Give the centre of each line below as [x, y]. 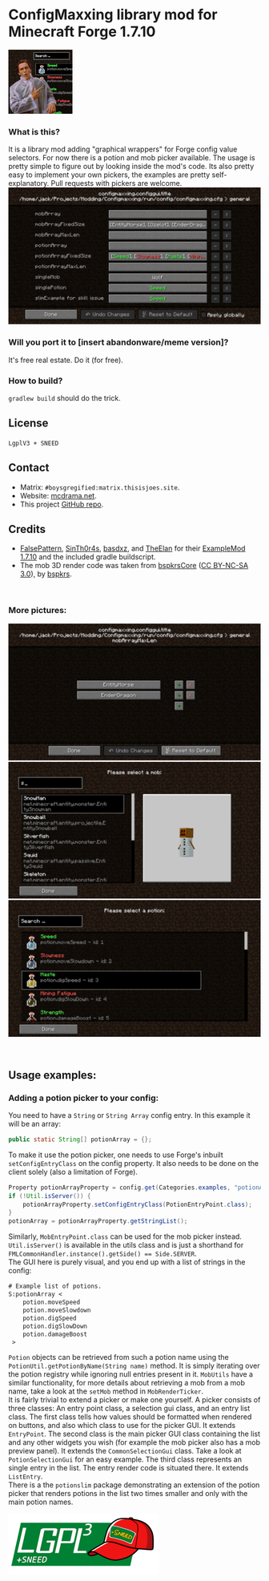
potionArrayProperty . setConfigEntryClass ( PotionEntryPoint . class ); [137, 1204]
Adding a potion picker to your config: [84, 1098]
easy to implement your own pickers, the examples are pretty [109, 175]
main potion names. [41, 1502]
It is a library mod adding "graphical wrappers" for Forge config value [123, 149]
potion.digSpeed [50, 1319]
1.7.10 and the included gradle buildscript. [88, 557]
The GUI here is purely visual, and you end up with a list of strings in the [127, 1262]
